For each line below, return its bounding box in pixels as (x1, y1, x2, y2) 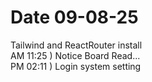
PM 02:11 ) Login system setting (10, 60, 142, 72)
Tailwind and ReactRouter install (10, 39, 143, 51)
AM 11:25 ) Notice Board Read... (10, 49, 141, 61)
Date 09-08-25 (10, 6, 139, 29)
